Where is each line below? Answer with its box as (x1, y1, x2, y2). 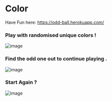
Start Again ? (5, 79, 37, 86)
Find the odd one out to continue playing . (5, 55, 108, 62)
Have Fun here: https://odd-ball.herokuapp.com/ (5, 19, 105, 25)
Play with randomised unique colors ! (5, 32, 97, 39)
